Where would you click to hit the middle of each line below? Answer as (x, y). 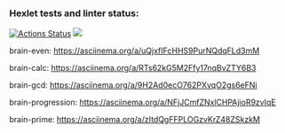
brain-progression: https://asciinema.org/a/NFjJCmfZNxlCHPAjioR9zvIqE (143, 102)
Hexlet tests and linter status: (74, 13)
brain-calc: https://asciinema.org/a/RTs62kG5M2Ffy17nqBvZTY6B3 (133, 68)
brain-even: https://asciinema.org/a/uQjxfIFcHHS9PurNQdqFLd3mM (135, 51)
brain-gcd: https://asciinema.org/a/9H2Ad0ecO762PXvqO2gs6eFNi (133, 85)
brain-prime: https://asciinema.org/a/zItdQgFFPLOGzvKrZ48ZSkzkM (135, 120)
